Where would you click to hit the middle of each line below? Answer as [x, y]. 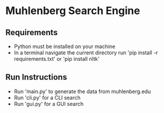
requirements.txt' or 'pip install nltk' [57, 59]
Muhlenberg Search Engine [73, 11]
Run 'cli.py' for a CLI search [47, 97]
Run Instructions [36, 77]
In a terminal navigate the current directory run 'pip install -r [86, 53]
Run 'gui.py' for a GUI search [49, 104]
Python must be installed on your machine [64, 46]
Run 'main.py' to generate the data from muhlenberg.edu [82, 91]
